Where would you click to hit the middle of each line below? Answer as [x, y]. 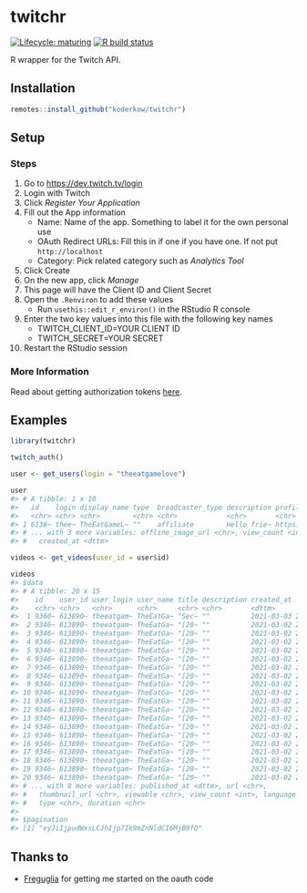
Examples [39, 420]
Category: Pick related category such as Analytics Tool [140, 261]
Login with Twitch [56, 193]
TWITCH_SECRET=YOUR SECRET [100, 338]
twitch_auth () [37, 457]
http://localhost [70, 252]
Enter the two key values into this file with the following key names [148, 319]
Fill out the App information [75, 212]
